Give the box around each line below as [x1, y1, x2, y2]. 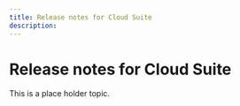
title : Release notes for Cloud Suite [9, 12, 152, 22]
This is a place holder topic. [9, 88, 111, 99]
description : [9, 21, 58, 30]
